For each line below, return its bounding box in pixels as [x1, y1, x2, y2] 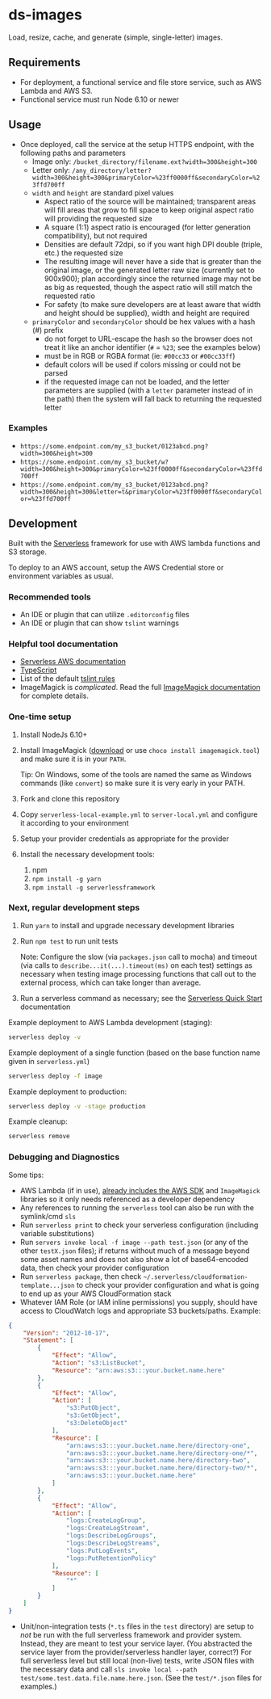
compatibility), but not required [44, 230, 148, 240]
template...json [19, 1281, 75, 1289]
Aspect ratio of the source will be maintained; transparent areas [44, 196, 256, 206]
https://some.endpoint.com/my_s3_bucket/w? [19, 458, 169, 466]
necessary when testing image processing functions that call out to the [19, 969, 256, 978]
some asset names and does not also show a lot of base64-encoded [19, 1254, 248, 1264]
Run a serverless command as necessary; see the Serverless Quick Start [19, 993, 263, 1003]
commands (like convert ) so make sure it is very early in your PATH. [19, 778, 245, 788]
